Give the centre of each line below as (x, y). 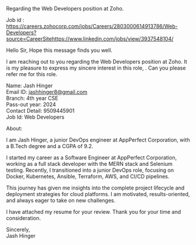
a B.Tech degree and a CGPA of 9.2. (50, 146)
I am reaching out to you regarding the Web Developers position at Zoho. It (97, 62)
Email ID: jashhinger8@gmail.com (47, 92)
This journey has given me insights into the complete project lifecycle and (95, 188)
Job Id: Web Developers (35, 117)
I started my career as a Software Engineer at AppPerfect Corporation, (92, 158)
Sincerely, (18, 229)
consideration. (24, 218)
